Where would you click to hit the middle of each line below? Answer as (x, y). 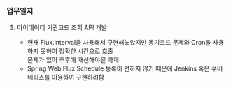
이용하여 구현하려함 (78, 78)
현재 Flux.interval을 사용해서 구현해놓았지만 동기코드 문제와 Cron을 (119, 43)
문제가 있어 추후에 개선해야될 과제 (73, 60)
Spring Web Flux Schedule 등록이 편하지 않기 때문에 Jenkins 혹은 (119, 68)
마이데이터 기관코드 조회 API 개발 (62, 28)
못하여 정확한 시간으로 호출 (77, 51)
